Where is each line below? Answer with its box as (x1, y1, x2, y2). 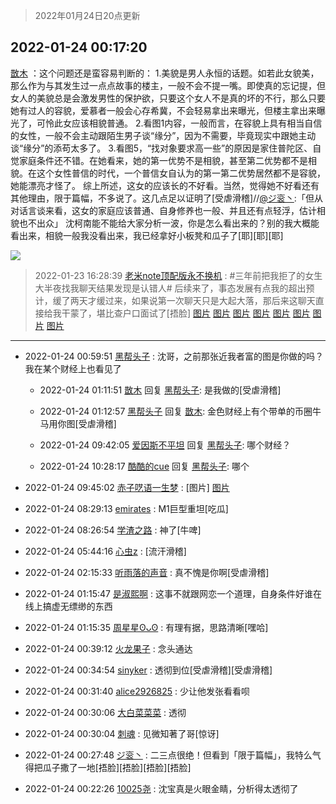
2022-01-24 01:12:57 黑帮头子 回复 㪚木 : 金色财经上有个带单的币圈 (39, 405, 313, 417)
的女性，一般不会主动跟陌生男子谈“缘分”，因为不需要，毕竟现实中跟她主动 (10, 129, 317, 141)
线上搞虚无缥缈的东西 (24, 600, 113, 612)
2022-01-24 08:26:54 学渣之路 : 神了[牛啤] (24, 524, 202, 536)
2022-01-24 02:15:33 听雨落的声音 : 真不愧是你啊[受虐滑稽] (24, 566, 270, 578)
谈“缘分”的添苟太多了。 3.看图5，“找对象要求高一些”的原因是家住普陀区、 (10, 142, 313, 154)
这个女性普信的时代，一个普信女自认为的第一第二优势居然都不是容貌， (36, 167, 326, 179)
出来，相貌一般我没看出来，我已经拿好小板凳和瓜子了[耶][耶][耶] (18, 229, 284, 241)
